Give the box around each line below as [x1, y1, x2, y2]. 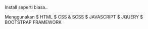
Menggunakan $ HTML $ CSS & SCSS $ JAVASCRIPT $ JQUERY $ [5, 14, 143, 19]
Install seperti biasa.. [5, 4, 48, 10]
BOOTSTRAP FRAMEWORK [5, 19, 62, 25]
